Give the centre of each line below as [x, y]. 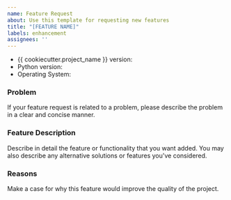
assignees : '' [28, 40]
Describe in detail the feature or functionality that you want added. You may [115, 148]
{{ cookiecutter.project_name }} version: [75, 59]
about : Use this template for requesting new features [88, 20]
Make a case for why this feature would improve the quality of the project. [113, 189]
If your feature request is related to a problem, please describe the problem [115, 107]
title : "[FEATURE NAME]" [43, 26]
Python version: [40, 67]
